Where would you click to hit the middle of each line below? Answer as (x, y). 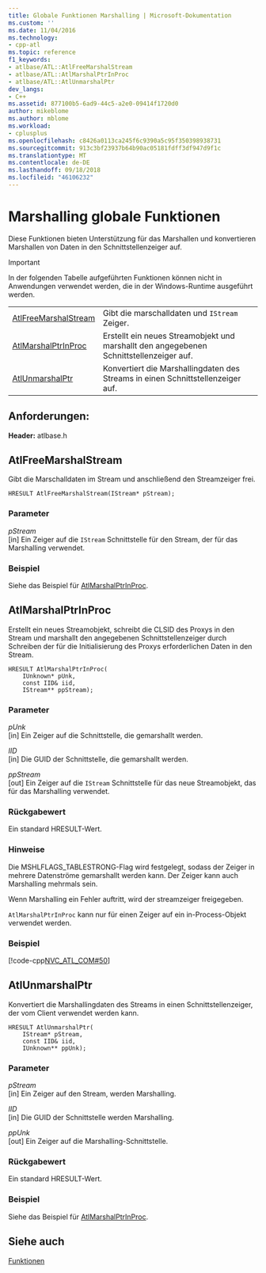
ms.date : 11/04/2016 (42, 30)
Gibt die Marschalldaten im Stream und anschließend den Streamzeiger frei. (132, 479)
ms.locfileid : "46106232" (51, 178)
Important (24, 262)
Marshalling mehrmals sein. (53, 883)
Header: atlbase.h (38, 435)
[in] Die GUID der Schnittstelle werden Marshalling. (91, 1118)
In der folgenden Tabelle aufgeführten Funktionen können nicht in (115, 277)
